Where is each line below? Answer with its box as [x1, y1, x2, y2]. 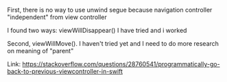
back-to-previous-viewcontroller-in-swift [7, 68, 123, 75]
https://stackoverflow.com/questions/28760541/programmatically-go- [22, 60, 221, 68]
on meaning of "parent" [7, 47, 74, 55]
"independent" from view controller [7, 13, 108, 21]
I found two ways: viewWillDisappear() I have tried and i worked [7, 27, 187, 34]
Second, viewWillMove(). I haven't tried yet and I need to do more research [7, 40, 219, 47]
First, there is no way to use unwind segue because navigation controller [7, 6, 213, 14]
